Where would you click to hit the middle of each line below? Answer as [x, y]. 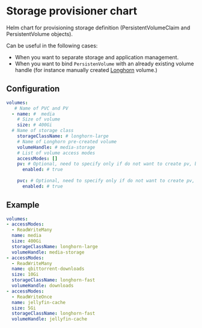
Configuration [33, 89]
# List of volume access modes [56, 153]
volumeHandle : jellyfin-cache [49, 319]
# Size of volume [39, 119]
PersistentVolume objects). [40, 34]
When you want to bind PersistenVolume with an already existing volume [104, 64]
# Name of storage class [43, 131]
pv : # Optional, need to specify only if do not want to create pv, [105, 164]
